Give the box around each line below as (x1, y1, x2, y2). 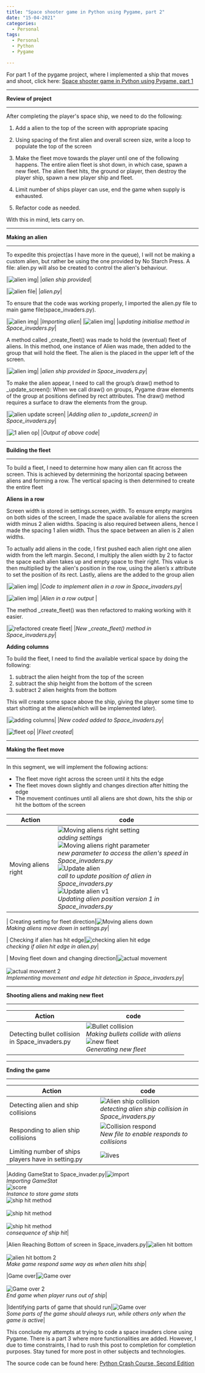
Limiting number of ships (9, 1147, 81, 1156)
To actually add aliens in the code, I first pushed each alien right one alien (6, 545, 192, 552)
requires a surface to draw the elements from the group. (6, 398, 148, 406)
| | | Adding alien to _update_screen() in (6, 410, 159, 418)
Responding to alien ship (9, 1126, 81, 1134)
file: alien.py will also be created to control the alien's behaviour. (6, 264, 168, 271)
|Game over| (6, 1272, 38, 1280)
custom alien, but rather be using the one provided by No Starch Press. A (6, 257, 190, 264)
